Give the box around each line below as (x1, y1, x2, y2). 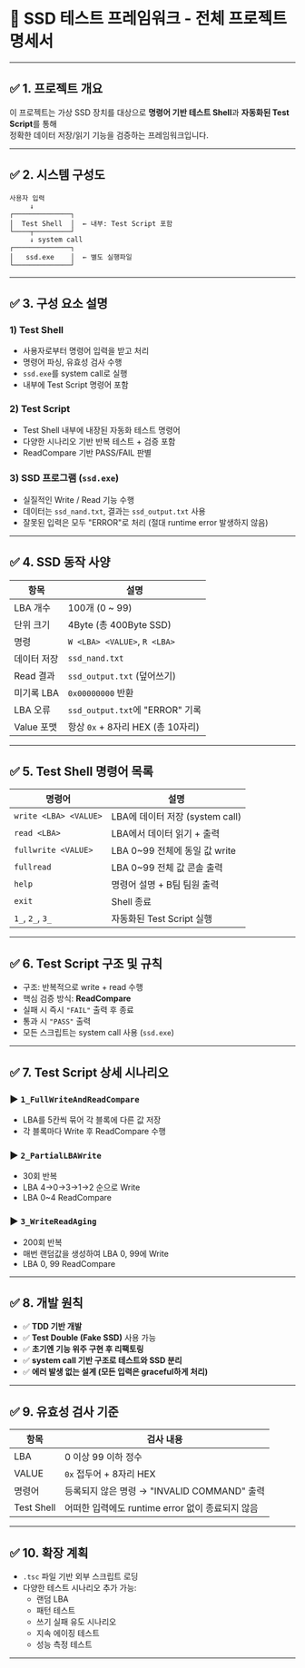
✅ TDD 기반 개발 (22, 1321, 83, 1332)
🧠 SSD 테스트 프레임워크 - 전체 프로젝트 (9, 8, 288, 29)
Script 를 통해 (9, 118, 57, 129)
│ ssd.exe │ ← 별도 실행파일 (9, 252, 133, 261)
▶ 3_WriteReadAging (9, 1215, 97, 1228)
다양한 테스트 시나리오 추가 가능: (22, 1583, 137, 1593)
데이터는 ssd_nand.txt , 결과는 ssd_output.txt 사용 (22, 505, 206, 516)
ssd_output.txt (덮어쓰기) (67, 669, 177, 682)
